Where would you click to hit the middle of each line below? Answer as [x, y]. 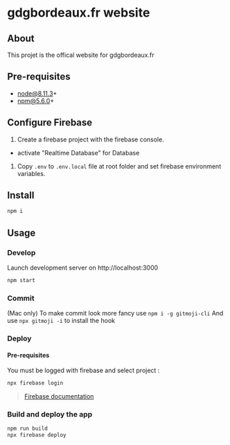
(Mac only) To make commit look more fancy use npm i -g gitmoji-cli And [115, 313]
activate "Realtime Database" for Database [78, 152]
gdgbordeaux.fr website [79, 13]
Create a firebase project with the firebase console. [90, 139]
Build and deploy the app [50, 415]
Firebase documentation [59, 396]
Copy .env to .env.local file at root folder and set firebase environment [119, 166]
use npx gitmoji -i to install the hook [61, 321]
